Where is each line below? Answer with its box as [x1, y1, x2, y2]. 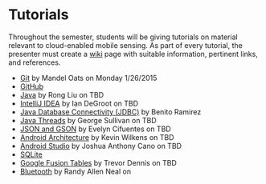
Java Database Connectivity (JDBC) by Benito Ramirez [19, 106, 202, 117]
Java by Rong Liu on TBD [19, 90, 104, 99]
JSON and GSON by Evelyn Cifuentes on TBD [19, 124, 171, 134]
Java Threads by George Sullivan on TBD [19, 115, 157, 125]
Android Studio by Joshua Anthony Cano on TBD [19, 141, 182, 150]
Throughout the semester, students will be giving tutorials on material [8, 32, 239, 42]
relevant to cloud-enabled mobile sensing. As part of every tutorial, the [8, 40, 243, 50]
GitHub [19, 82, 44, 91]
